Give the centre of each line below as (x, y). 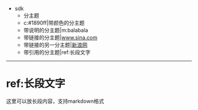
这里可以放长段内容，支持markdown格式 (55, 101)
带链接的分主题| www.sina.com (60, 37)
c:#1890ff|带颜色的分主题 (54, 23)
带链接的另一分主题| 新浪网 (55, 45)
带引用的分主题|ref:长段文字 (57, 52)
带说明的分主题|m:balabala (56, 30)
